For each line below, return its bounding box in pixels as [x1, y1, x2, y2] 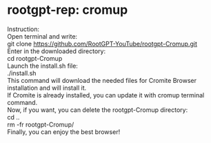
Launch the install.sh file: [7, 61, 78, 70]
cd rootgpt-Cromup [7, 54, 63, 62]
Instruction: [7, 25, 40, 33]
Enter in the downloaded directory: [7, 47, 105, 55]
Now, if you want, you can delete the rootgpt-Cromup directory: [7, 106, 188, 114]
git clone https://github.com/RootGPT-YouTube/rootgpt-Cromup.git [7, 39, 198, 48]
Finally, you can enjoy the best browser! [7, 127, 121, 136]
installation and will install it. [7, 84, 87, 92]
